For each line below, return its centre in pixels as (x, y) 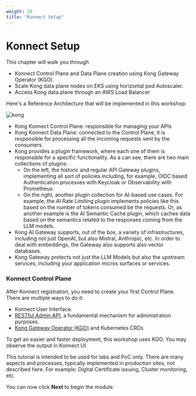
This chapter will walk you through (48, 62)
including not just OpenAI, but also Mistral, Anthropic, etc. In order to (97, 239)
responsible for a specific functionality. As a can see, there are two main (102, 158)
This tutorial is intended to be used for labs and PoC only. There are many (95, 357)
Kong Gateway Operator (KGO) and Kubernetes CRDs (79, 328)
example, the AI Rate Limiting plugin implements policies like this (101, 201)
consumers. (29, 145)
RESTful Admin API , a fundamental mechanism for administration (93, 315)
